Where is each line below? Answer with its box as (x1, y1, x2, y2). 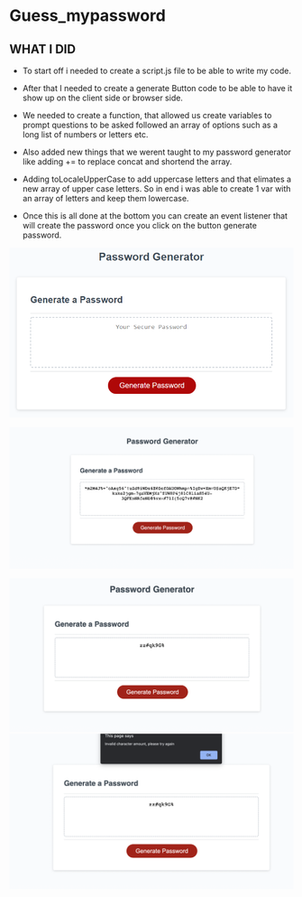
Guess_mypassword (9, 5, 167, 26)
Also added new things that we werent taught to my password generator (22, 146, 291, 157)
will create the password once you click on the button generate (22, 220, 257, 230)
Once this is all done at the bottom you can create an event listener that (22, 210, 288, 221)
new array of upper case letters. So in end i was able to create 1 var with (22, 183, 291, 194)
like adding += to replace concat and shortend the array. (22, 156, 233, 167)
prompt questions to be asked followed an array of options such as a (22, 119, 278, 130)
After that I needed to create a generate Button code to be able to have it (22, 83, 293, 93)
